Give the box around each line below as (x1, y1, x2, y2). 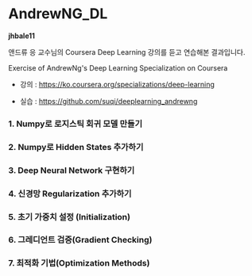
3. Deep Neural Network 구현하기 (8, 164, 135, 175)
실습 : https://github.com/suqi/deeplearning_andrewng (19, 96, 198, 105)
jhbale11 (8, 31, 36, 40)
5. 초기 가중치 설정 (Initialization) (8, 211, 131, 222)
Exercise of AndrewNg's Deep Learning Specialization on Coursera (8, 63, 228, 72)
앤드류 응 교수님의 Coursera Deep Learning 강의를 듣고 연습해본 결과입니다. (8, 47, 246, 56)
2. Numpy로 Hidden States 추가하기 (8, 141, 144, 152)
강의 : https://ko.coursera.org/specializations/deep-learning (19, 79, 215, 89)
